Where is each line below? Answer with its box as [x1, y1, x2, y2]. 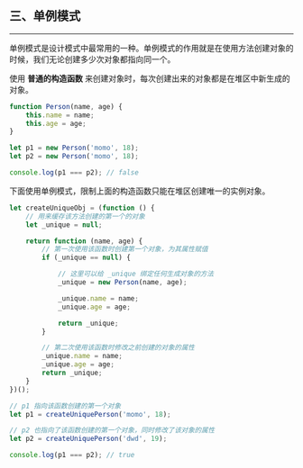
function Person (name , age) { [9, 102, 124, 111]
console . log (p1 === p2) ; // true [9, 451, 135, 460]
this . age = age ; [25, 119, 87, 128]
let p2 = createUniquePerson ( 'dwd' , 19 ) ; [9, 435, 168, 444]
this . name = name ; [25, 111, 95, 120]
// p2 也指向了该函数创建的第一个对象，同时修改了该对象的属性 [9, 426, 216, 435]
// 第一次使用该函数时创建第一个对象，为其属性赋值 [41, 245, 209, 254]
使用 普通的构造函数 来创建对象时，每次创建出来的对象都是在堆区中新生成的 [9, 73, 290, 84]
